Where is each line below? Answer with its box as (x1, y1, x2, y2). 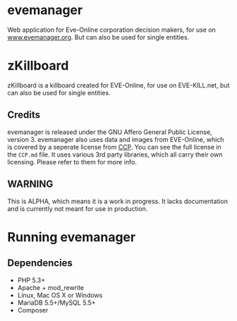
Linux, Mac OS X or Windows (17, 291, 103, 299)
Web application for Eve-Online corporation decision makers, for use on (7, 25, 217, 34)
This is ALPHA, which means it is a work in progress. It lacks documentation (7, 197, 228, 205)
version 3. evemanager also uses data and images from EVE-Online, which (7, 135, 224, 143)
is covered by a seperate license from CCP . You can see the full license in (7, 143, 221, 151)
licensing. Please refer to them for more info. (7, 157, 138, 166)
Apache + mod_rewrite (17, 283, 85, 291)
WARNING (7, 178, 54, 190)
